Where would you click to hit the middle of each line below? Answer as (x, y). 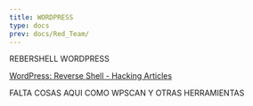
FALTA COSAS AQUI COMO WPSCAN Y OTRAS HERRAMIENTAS (127, 93)
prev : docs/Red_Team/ (49, 34)
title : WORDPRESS (41, 17)
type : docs (29, 26)
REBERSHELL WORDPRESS (59, 59)
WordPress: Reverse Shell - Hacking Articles (90, 76)
